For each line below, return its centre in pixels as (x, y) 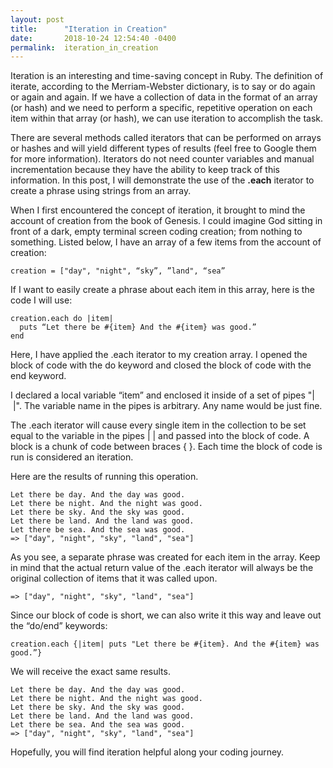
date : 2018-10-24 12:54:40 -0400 (93, 38)
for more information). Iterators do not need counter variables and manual (162, 159)
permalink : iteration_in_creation (84, 47)
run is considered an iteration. (72, 457)
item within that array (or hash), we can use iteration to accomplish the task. (167, 118)
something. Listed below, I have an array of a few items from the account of (166, 242)
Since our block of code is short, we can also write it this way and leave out (166, 615)
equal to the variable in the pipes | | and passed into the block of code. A (160, 436)
